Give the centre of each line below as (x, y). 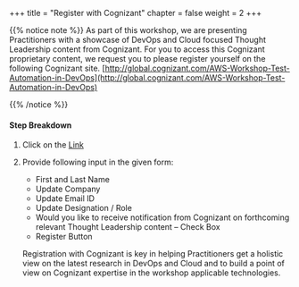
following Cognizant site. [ (57, 68)
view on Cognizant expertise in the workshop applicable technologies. (151, 273)
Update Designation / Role (83, 208)
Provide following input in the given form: (98, 162)
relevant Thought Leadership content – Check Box (128, 227)
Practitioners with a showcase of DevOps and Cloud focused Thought (137, 40)
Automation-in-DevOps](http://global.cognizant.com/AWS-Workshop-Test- (147, 78)
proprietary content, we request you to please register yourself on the (137, 59)
